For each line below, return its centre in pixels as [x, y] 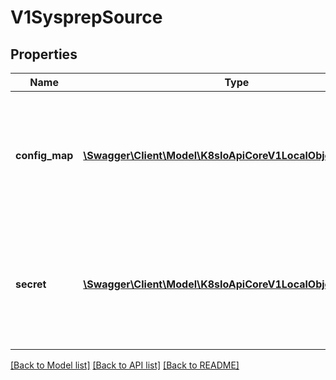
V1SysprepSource [86, 17]
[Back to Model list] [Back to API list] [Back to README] [125, 365]
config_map [44, 155]
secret [31, 284]
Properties [44, 54]
